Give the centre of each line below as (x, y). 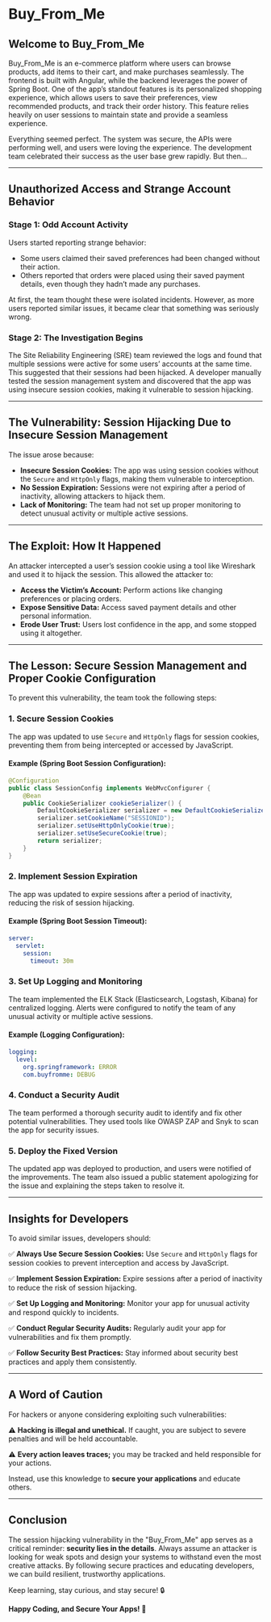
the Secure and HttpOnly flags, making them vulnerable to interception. (137, 478)
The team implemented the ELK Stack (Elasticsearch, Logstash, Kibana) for (133, 999)
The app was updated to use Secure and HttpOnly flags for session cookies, (134, 736)
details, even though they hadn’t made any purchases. (110, 284)
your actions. (30, 1463)
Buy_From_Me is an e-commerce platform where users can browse (120, 63)
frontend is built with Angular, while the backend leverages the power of (128, 80)
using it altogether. (51, 633)
